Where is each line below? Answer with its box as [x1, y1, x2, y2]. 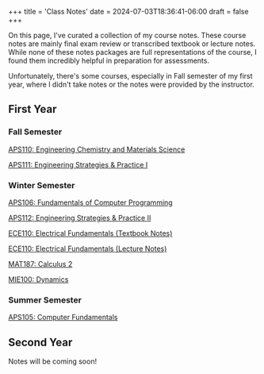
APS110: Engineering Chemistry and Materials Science [8, 145, 186, 154]
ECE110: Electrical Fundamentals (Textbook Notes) [8, 228, 173, 237]
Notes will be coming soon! [8, 357, 98, 366]
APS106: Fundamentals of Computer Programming [8, 198, 173, 207]
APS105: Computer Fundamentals [8, 313, 118, 322]
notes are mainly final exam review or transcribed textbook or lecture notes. [8, 39, 256, 48]
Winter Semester [8, 179, 75, 191]
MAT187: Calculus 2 [8, 259, 73, 268]
